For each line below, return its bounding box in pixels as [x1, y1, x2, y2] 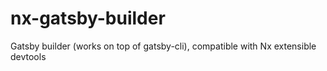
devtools [10, 50, 47, 62]
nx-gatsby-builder [10, 7, 166, 30]
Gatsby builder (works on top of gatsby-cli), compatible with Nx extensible [10, 40, 317, 52]
